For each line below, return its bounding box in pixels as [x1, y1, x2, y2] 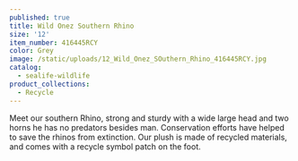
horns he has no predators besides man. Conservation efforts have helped [9, 122, 285, 132]
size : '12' [9, 30, 50, 38]
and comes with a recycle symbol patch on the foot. [9, 140, 202, 152]
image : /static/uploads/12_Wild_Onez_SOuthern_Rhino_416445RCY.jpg [9, 55, 267, 64]
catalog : [9, 64, 42, 72]
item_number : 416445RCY [9, 38, 99, 47]
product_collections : [9, 80, 91, 89]
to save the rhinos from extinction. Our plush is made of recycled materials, [9, 131, 287, 142]
